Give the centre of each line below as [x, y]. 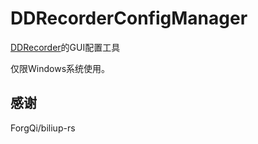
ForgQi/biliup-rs [43, 128]
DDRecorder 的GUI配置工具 [65, 47]
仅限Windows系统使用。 [60, 68]
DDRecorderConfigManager [129, 18]
